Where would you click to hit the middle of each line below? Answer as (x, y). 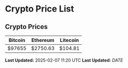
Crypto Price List (40, 9)
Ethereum (43, 40)
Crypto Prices (26, 27)
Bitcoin (17, 40)
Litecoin (69, 40)
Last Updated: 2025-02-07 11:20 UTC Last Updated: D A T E (64, 60)
